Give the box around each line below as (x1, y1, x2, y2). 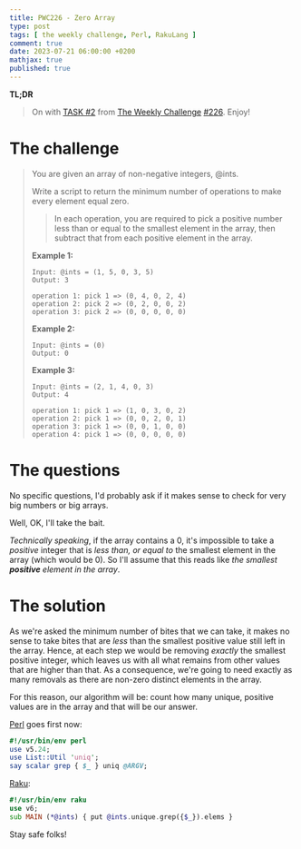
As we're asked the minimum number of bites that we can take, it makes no (9, 626, 290, 637)
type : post (9, 22, 51, 31)
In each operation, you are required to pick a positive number (53, 212, 283, 223)
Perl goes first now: (9, 718, 83, 729)
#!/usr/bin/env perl (9, 736, 88, 745)
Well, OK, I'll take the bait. (9, 517, 106, 528)
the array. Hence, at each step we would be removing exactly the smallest (9, 645, 286, 656)
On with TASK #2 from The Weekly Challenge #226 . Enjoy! (31, 106, 251, 117)
